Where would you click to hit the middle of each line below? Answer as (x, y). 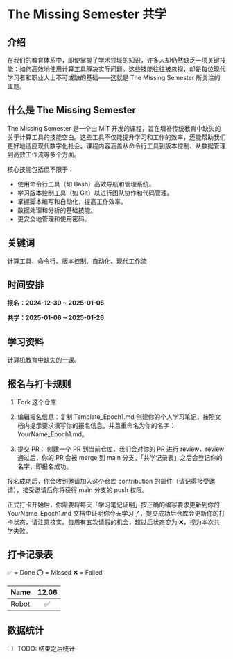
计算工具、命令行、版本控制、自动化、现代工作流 (77, 261)
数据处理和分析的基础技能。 (57, 210)
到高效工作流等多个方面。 (44, 154)
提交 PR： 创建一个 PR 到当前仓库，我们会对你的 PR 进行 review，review (121, 449)
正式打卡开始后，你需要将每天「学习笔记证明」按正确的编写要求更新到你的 (113, 505)
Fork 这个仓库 (37, 402)
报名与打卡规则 (39, 384)
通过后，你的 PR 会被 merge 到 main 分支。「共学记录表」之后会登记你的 (120, 458)
